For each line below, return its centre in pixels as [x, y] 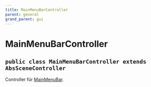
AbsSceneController [35, 68]
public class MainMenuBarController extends [76, 61]
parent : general [22, 14]
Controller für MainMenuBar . [34, 79]
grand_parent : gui [24, 19]
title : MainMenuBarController [37, 10]
